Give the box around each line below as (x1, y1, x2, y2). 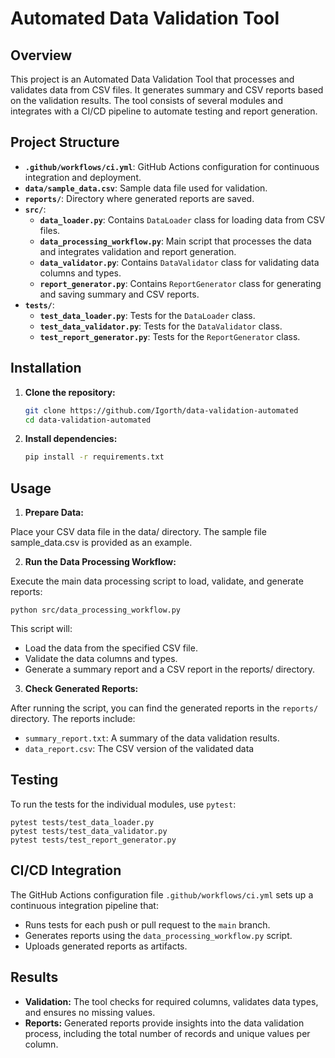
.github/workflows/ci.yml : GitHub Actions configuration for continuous (24, 160, 320, 172)
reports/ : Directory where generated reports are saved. (24, 192, 255, 204)
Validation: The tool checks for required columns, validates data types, (24, 995, 319, 1007)
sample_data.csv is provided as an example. (10, 537, 193, 549)
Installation (10, 360, 82, 377)
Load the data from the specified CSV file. (24, 642, 198, 654)
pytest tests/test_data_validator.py (10, 826, 168, 836)
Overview (10, 47, 73, 64)
